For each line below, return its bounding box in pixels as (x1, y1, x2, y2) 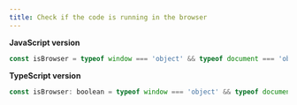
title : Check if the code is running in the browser (9, 12, 208, 22)
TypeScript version (9, 70, 81, 80)
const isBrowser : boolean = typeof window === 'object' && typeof (9, 87, 259, 96)
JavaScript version (9, 37, 80, 48)
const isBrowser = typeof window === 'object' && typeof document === (9, 54, 275, 63)
